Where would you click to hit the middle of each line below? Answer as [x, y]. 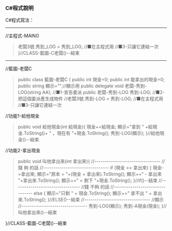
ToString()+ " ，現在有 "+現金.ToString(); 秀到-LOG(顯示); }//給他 [92, 133]
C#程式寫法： [20, 20]
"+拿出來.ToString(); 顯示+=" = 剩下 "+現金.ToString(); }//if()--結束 [88, 180]
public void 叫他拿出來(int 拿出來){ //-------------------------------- [89, 161]
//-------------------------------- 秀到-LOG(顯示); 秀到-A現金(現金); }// [92, 206]
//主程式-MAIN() [22, 36]
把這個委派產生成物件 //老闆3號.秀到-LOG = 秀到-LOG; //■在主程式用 [90, 99]
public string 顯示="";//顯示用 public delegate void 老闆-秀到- [82, 86]
